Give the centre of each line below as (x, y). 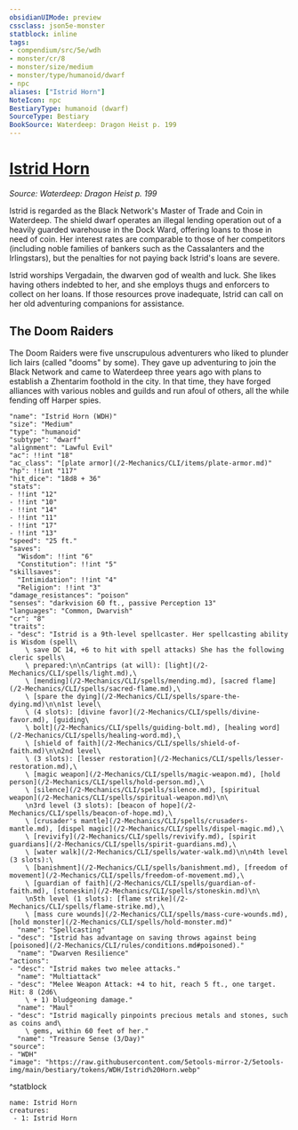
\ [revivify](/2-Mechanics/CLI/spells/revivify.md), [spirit (141, 837)
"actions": (29, 961)
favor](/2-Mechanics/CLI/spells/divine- (184, 712)
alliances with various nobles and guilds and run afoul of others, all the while (149, 390)
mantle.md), (31, 829)
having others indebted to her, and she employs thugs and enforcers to (139, 285)
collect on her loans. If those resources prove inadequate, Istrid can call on (146, 293)
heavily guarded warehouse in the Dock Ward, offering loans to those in (141, 229)
